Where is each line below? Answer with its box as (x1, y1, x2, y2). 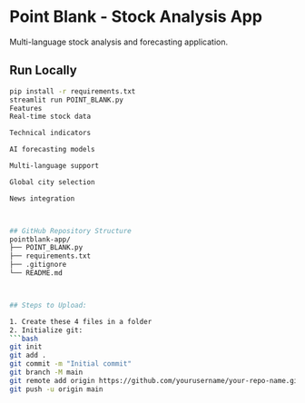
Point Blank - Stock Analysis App (9, 6, 263, 27)
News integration (9, 193, 75, 203)
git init (9, 342, 43, 351)
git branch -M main (9, 368, 84, 377)
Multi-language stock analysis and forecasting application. (9, 36, 229, 47)
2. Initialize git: (9, 325, 84, 335)
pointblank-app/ (9, 234, 71, 244)
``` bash (9, 334, 39, 343)
